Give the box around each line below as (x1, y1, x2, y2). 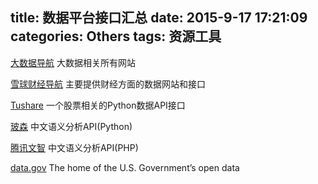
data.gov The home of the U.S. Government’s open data (10, 161, 240, 173)
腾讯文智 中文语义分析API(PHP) (10, 141, 139, 153)
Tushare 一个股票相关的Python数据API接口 (10, 99, 186, 111)
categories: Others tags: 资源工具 (10, 28, 222, 45)
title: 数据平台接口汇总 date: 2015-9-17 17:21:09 (10, 9, 308, 27)
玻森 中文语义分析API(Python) (10, 120, 133, 132)
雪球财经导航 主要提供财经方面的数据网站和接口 (10, 78, 206, 90)
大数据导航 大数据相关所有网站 (10, 56, 136, 68)
